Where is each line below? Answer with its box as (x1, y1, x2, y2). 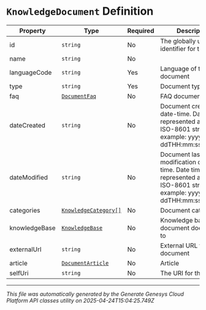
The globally (160, 37, 196, 45)
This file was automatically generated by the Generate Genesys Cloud (6, 290, 184, 298)
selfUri (9, 268, 29, 277)
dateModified (9, 173, 48, 181)
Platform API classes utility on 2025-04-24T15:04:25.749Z (6, 297, 154, 304)
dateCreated (9, 121, 46, 129)
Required (127, 26, 154, 35)
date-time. (160, 109, 191, 118)
